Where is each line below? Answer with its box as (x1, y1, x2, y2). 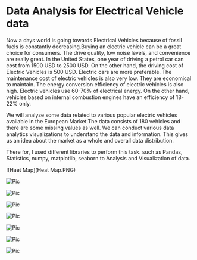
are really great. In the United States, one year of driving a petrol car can (6, 55, 184, 63)
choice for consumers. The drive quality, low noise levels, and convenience (6, 49, 191, 56)
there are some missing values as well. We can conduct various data (6, 124, 174, 131)
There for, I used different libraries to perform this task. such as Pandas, (6, 148, 183, 156)
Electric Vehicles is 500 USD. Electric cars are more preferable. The (6, 68, 172, 75)
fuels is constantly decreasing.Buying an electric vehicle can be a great (6, 43, 182, 50)
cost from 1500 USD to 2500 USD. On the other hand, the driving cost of (6, 61, 183, 69)
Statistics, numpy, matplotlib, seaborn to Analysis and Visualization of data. (6, 154, 190, 162)
